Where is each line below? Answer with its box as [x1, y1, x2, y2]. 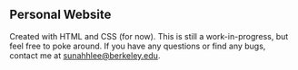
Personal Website [9, 7, 112, 22]
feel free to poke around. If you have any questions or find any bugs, [9, 40, 266, 51]
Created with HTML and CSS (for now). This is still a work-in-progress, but [9, 31, 289, 41]
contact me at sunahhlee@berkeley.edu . [9, 49, 161, 61]
